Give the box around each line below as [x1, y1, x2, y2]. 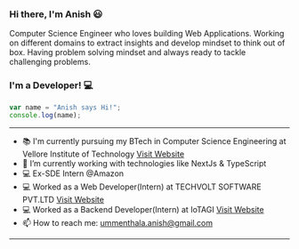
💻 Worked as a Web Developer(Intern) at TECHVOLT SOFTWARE [21, 181, 262, 192]
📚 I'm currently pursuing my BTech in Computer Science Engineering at [21, 136, 287, 147]
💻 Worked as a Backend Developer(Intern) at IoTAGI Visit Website [21, 205, 264, 215]
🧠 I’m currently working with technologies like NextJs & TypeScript [21, 158, 267, 169]
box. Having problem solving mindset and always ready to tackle [9, 47, 246, 58]
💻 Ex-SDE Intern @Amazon [21, 168, 125, 179]
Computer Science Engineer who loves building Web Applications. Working [9, 28, 285, 39]
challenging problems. [9, 57, 91, 68]
